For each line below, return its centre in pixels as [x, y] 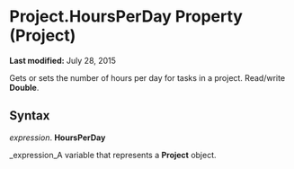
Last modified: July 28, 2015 [63, 60]
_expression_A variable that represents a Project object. [113, 155]
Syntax [30, 116]
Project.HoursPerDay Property [126, 17]
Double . [24, 87]
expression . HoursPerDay [58, 138]
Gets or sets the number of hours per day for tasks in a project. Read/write [147, 77]
